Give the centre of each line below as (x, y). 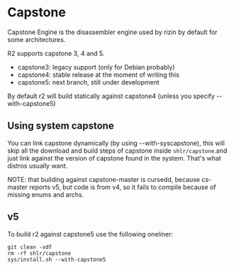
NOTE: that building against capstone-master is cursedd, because (104, 179)
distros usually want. (38, 166)
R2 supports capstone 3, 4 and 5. (56, 53)
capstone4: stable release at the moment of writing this (98, 75)
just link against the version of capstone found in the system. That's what (114, 158)
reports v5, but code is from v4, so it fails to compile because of (123, 187)
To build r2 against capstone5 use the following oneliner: (90, 234)
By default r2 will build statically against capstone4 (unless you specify (111, 96)
